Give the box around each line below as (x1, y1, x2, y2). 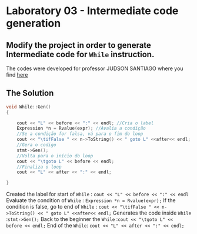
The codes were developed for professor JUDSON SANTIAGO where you (6, 65, 183, 72)
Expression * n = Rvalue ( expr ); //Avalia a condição (16, 126, 146, 131)
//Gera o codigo (16, 142, 57, 148)
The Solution (6, 88, 54, 98)
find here (6, 71, 28, 78)
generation (6, 17, 61, 30)
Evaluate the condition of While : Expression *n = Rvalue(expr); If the (6, 197, 176, 204)
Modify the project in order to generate (6, 40, 152, 50)
